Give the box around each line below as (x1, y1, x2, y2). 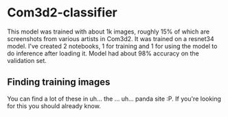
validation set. (7, 56, 47, 64)
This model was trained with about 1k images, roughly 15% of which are (7, 27, 210, 36)
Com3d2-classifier (7, 5, 118, 21)
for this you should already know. (7, 101, 101, 110)
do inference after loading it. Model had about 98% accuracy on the (7, 49, 199, 57)
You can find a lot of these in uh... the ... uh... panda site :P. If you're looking (7, 94, 222, 103)
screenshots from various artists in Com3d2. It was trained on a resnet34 (7, 34, 214, 42)
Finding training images (7, 77, 111, 88)
